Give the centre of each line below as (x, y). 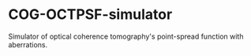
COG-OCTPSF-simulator (90, 15)
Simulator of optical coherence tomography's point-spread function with (126, 36)
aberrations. (28, 44)
